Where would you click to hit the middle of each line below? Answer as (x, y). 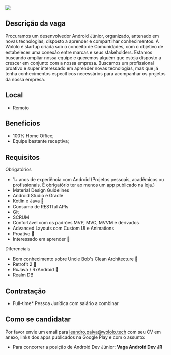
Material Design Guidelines (41, 190)
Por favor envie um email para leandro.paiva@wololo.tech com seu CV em (83, 332)
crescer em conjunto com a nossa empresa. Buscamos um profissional (80, 63)
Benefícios (23, 124)
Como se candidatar (38, 320)
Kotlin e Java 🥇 (28, 201)
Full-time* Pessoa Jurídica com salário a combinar (65, 303)
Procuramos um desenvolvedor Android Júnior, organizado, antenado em (82, 36)
